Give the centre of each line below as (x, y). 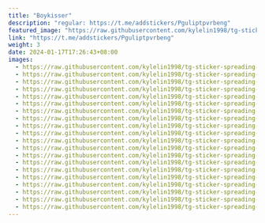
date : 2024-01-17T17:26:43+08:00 (63, 52)
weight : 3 (24, 45)
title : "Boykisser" (40, 15)
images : (21, 60)
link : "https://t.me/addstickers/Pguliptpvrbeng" (91, 38)
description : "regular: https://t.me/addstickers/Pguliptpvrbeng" (119, 23)
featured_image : (35, 30)
